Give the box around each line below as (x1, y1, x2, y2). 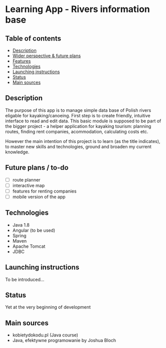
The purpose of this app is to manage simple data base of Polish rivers (5, 107, 151, 113)
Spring (12, 232, 27, 239)
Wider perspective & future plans (12, 53, 81, 59)
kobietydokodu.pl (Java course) (12, 332, 79, 338)
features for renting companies (12, 188, 77, 194)
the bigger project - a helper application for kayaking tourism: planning (5, 123, 151, 129)
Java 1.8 (12, 222, 30, 228)
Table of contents (5, 34, 61, 43)
